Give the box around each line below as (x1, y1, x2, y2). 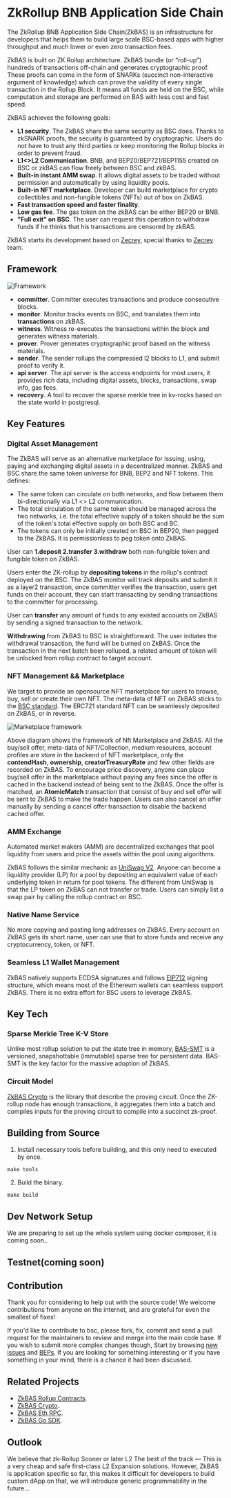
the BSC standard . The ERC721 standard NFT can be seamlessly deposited (7, 701, 220, 710)
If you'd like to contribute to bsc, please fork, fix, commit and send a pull (7, 1326, 213, 1335)
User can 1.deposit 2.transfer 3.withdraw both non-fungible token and (7, 548, 210, 556)
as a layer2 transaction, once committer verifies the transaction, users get (7, 583, 217, 591)
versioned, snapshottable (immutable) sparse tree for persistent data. (7, 1052, 205, 1061)
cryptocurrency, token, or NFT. (7, 940, 95, 949)
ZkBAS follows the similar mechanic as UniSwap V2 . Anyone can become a (7, 863, 221, 872)
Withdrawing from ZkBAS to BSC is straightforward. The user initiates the (7, 632, 217, 640)
